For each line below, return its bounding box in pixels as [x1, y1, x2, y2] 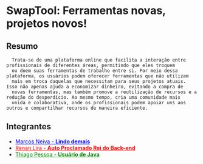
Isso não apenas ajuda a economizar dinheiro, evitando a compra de [6, 84, 184, 90]
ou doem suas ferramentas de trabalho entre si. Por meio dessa [12, 68, 178, 74]
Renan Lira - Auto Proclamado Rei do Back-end [15, 144, 136, 151]
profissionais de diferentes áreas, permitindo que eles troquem [6, 62, 175, 68]
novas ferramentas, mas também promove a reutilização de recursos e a [12, 89, 198, 95]
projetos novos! [6, 16, 87, 30]
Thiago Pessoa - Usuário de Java [15, 151, 100, 158]
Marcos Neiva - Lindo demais [15, 138, 90, 145]
